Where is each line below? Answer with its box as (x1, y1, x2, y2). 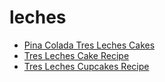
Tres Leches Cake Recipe (23, 49, 130, 61)
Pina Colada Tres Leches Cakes (23, 39, 156, 51)
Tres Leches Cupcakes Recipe (23, 60, 150, 72)
